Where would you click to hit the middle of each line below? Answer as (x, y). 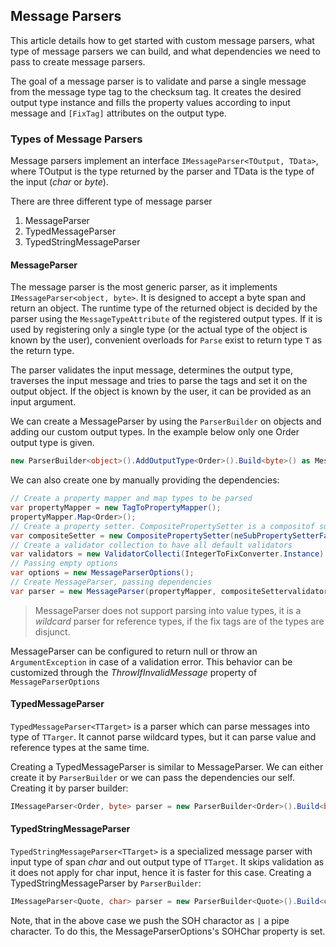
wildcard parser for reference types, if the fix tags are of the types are (179, 621)
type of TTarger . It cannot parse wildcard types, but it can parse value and (163, 737)
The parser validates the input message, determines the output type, (151, 370)
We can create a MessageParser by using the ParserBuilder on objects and (166, 421)
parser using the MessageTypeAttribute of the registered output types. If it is (166, 319)
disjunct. (52, 631)
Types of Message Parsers (76, 139)
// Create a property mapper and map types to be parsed (131, 499)
